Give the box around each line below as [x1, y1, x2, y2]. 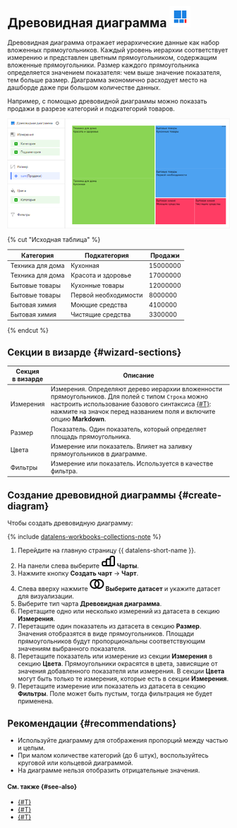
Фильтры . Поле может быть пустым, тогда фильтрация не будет [17, 690, 213, 698]
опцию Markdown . [50, 415, 107, 423]
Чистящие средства [70, 310, 131, 319]
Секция [16, 367, 40, 376]
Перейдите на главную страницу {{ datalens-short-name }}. [17, 546, 196, 555]
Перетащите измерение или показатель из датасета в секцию [17, 682, 206, 690]
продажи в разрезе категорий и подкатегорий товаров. [7, 104, 175, 113]
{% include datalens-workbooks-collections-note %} [7, 532, 162, 541]
